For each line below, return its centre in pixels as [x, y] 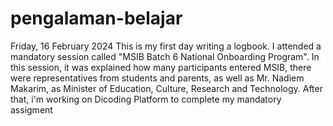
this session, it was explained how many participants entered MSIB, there [161, 67]
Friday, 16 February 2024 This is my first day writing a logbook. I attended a [166, 46]
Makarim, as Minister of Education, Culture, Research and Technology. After [166, 88]
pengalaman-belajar [96, 18]
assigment [31, 109]
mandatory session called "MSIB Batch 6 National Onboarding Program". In [165, 56]
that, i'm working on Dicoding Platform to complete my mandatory [146, 99]
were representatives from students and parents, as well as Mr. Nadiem [157, 78]
